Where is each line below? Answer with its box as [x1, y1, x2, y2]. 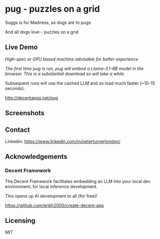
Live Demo [5, 43, 38, 52]
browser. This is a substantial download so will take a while [5, 71, 124, 77]
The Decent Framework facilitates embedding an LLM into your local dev [5, 178, 151, 184]
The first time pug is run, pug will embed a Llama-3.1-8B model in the [5, 65, 144, 71]
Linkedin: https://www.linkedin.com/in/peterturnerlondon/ [5, 138, 121, 144]
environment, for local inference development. [5, 183, 98, 189]
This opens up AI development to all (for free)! [5, 193, 98, 199]
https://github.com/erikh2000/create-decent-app [5, 202, 105, 208]
